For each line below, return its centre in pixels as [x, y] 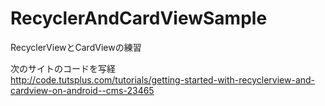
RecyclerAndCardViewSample [139, 18]
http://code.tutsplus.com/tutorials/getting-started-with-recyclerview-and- [163, 79]
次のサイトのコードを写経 [63, 68]
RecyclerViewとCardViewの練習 [76, 47]
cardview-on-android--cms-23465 [82, 90]
